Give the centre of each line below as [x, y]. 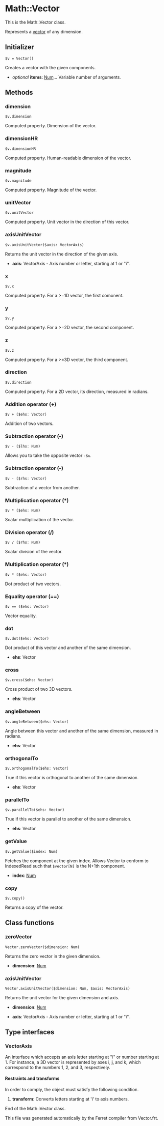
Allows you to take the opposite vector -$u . [48, 455]
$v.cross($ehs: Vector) [29, 680]
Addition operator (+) [31, 404]
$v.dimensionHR [21, 149]
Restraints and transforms [32, 1078]
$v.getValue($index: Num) [31, 851]
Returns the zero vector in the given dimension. [53, 956]
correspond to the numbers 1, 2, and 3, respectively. [58, 1067]
